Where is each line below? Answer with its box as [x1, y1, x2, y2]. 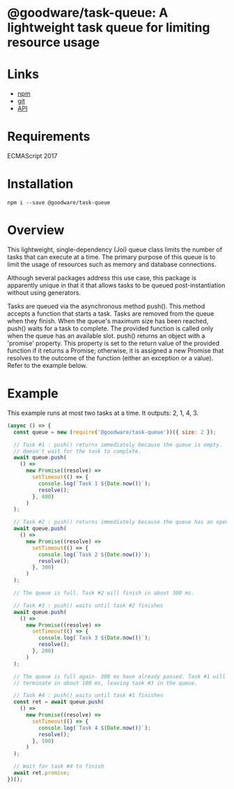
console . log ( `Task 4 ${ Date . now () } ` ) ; [38, 724, 151, 731]
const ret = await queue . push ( [13, 698, 104, 705]
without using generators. [7, 288, 81, 297]
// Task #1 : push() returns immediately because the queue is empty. [13, 441, 223, 448]
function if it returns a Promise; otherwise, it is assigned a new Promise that [7, 346, 224, 355]
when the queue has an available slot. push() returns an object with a [7, 331, 205, 339]
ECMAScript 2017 [7, 152, 58, 160]
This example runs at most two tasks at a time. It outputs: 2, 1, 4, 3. [7, 408, 199, 417]
